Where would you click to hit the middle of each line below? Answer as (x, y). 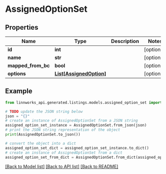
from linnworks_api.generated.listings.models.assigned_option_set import (84, 102)
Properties (22, 27)
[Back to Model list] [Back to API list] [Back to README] (62, 167)
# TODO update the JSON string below (44, 111)
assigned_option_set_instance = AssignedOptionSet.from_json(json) (76, 125)
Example (19, 91)
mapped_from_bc (29, 65)
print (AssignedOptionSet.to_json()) (43, 134)
